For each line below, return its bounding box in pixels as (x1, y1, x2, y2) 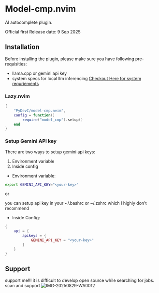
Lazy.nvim (5, 93, 30, 99)
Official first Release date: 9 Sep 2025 (5, 29, 81, 34)
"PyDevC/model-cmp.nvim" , (14, 108, 66, 113)
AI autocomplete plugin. (5, 19, 53, 25)
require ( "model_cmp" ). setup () (22, 117, 83, 122)
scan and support (5, 283, 40, 289)
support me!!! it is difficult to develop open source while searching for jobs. (5, 277, 155, 283)
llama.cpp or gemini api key (12, 70, 67, 76)
